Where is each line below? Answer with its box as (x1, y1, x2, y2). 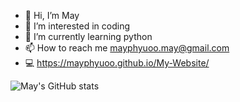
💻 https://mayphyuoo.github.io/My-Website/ (24, 57, 210, 69)
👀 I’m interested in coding (24, 20, 131, 32)
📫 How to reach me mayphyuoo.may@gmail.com (24, 42, 230, 54)
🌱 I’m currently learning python (24, 31, 153, 42)
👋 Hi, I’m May (24, 10, 80, 21)
